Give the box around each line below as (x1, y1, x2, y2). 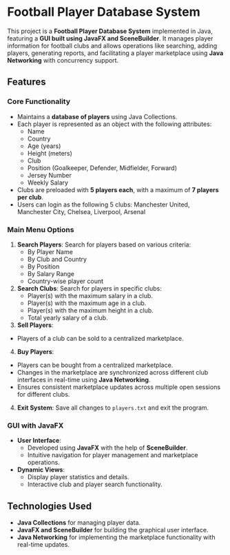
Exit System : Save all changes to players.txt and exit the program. (17, 404, 209, 412)
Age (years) (27, 142, 61, 150)
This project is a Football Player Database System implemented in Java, (7, 27, 213, 35)
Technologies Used (7, 500, 92, 512)
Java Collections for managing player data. (17, 519, 141, 527)
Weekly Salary (27, 178, 69, 187)
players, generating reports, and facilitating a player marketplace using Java (7, 49, 224, 57)
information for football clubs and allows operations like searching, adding (7, 41, 218, 50)
